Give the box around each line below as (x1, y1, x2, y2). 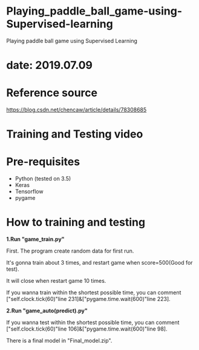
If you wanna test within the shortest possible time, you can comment (6, 319, 180, 326)
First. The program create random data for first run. (6, 247, 134, 255)
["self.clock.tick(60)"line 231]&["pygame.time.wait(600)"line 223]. (6, 296, 171, 303)
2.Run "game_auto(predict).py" (6, 307, 88, 314)
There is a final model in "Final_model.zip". (6, 337, 113, 345)
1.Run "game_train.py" (6, 236, 65, 243)
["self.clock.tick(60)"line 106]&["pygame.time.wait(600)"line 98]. (6, 325, 168, 332)
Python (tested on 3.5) (15, 175, 71, 182)
